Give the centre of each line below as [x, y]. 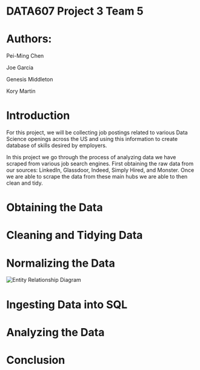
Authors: [29, 39]
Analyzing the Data [55, 332]
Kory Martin [21, 91]
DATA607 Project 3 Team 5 [75, 11]
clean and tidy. [25, 183]
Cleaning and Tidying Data [75, 235]
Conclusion [36, 360]
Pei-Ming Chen [25, 56]
